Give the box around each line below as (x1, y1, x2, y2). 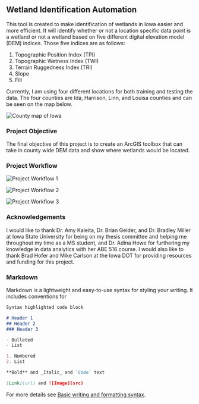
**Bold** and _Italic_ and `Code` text (6, 369, 105, 375)
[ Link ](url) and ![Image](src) (6, 380, 84, 386)
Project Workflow (6, 162, 58, 170)
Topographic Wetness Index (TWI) (14, 57, 99, 64)
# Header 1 (6, 315, 33, 321)
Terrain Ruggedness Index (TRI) (14, 64, 93, 71)
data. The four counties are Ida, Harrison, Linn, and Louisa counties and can (6, 94, 192, 101)
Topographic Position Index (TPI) (14, 51, 96, 58)
